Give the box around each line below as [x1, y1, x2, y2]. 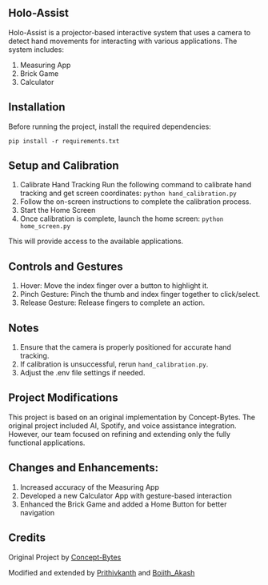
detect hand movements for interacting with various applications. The [8, 36, 238, 46]
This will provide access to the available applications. [8, 236, 184, 246]
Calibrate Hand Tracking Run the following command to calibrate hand [19, 180, 252, 190]
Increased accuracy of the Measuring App [19, 482, 160, 491]
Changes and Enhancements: [8, 461, 158, 475]
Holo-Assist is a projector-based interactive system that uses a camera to [8, 27, 251, 37]
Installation [8, 100, 66, 114]
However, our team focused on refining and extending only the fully [8, 429, 230, 439]
